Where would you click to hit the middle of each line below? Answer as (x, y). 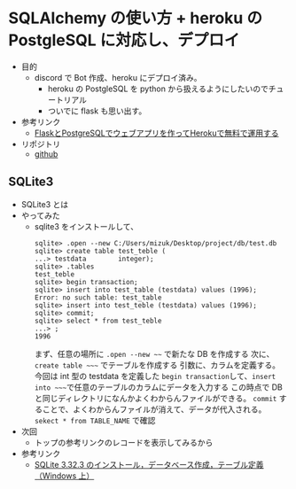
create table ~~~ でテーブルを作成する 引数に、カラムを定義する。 (157, 365)
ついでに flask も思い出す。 (97, 111)
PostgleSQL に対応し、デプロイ (124, 40)
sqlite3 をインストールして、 (86, 226)
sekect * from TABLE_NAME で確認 (95, 420)
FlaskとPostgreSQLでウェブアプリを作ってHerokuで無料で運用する (156, 133)
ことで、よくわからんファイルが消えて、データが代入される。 (154, 409)
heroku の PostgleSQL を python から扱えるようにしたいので (158, 89)
